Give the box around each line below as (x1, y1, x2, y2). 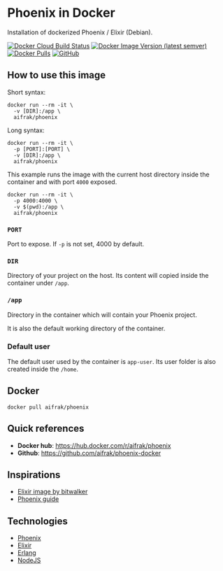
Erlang (17, 549, 36, 557)
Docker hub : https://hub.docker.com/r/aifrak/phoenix (17, 441, 171, 449)
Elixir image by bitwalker (17, 488, 88, 496)
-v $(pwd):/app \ (13, 203, 64, 211)
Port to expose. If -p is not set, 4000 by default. (7, 240, 145, 248)
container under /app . (7, 279, 70, 288)
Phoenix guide (17, 495, 59, 503)
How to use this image (7, 69, 106, 81)
